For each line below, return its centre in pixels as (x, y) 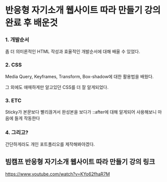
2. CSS (13, 65)
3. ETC (13, 100)
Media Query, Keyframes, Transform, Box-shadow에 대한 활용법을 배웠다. (79, 76)
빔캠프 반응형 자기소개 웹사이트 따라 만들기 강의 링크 (80, 162)
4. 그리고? (17, 132)
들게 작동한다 (27, 118)
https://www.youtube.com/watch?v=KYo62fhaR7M (57, 174)
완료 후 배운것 (31, 23)
